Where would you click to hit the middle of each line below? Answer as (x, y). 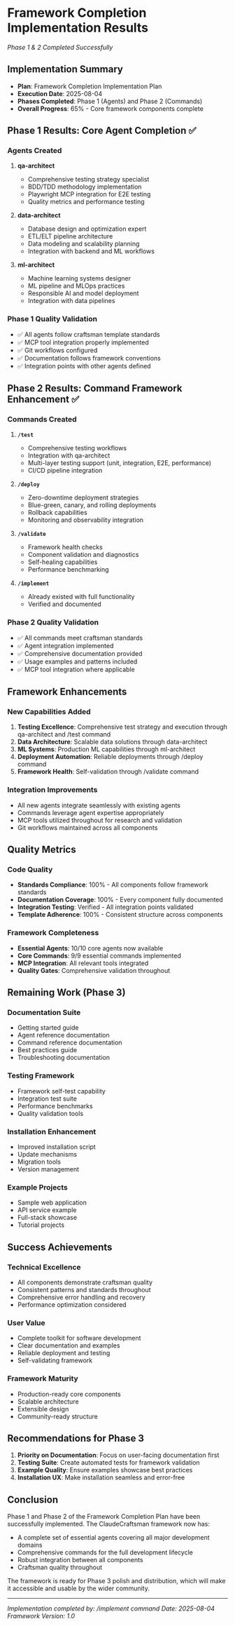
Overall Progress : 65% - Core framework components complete (111, 108)
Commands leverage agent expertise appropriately (91, 812)
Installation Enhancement (52, 1131)
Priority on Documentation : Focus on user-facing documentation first (118, 1455)
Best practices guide (47, 1050)
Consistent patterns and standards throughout (84, 1289)
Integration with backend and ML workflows (91, 251)
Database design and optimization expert (87, 229)
